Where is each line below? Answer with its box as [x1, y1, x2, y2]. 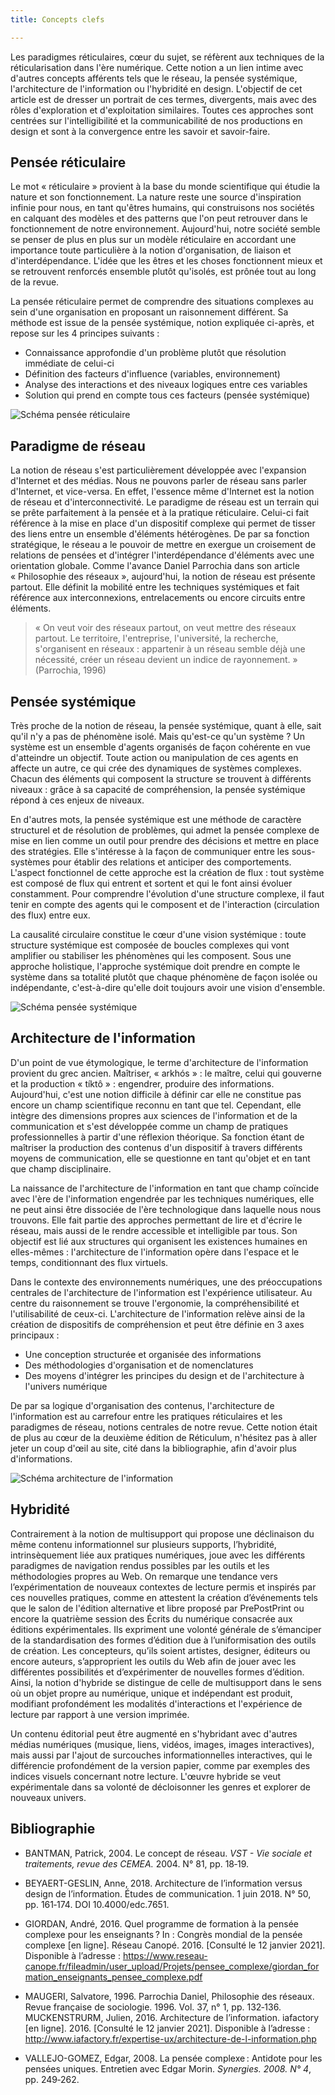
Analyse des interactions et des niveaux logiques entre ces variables [24, 379, 308, 391]
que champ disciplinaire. [10, 1162, 112, 1175]
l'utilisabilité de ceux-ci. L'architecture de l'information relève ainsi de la [10, 1307, 306, 1320]
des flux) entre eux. [10, 909, 91, 921]
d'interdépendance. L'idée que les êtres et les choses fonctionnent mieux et [10, 255, 323, 267]
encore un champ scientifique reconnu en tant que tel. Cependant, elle [10, 1099, 302, 1111]
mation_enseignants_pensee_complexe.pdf [24, 1971, 203, 1983]
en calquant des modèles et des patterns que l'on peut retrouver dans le [10, 212, 308, 225]
